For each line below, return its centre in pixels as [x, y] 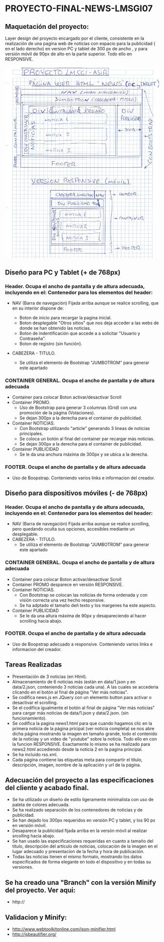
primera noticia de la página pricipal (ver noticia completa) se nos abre [83, 728]
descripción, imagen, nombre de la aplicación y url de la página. [76, 765]
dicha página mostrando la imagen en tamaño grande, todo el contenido [85, 734]
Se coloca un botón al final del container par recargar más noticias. [87, 439]
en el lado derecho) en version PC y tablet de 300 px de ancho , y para [76, 49]
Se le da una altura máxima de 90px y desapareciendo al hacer [83, 616]
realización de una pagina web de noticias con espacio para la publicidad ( [80, 44]
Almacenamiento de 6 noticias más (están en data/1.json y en [74, 682]
